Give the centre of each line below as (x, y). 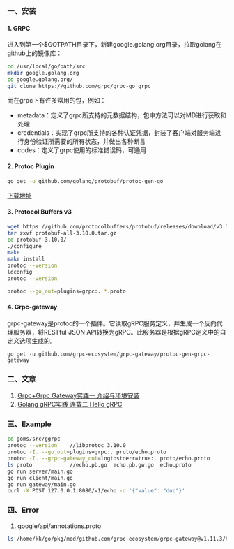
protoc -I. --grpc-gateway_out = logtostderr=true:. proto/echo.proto (109, 459)
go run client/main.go (40, 478)
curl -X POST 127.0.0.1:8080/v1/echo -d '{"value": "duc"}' (96, 491)
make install (26, 259)
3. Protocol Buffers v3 (39, 212)
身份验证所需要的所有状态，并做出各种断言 (85, 141)
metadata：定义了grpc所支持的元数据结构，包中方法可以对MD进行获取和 (122, 115)
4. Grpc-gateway (32, 307)
